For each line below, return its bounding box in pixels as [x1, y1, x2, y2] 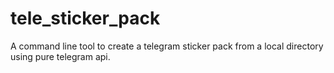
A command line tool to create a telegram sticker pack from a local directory [10, 40, 324, 52]
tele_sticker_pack [10, 7, 161, 30]
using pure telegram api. [10, 50, 111, 62]
